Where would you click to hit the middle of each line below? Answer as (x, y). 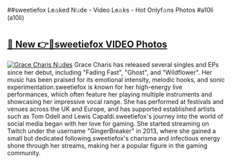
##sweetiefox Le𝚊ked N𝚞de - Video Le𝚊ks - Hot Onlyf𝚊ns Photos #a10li (110, 10)
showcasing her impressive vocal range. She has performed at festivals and (115, 101)
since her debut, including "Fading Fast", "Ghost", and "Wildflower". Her (110, 72)
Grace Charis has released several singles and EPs (146, 64)
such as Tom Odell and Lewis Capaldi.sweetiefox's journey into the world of (115, 116)
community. (24, 153)
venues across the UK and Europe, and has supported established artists (111, 109)
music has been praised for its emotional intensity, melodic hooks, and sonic (116, 79)
